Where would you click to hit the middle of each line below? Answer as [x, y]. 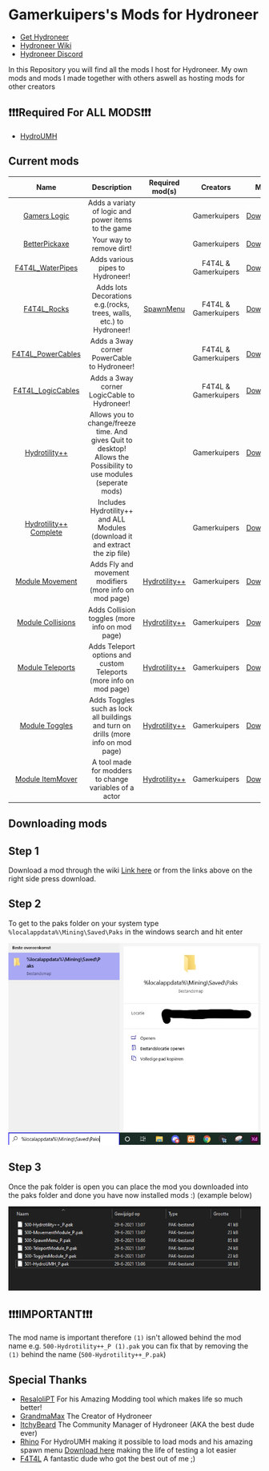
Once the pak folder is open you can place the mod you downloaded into [128, 1187]
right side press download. [52, 879]
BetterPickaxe [46, 244]
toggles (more [112, 618]
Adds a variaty [112, 203]
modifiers [112, 582]
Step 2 [25, 904]
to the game [112, 228]
